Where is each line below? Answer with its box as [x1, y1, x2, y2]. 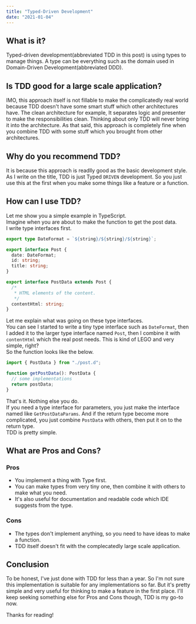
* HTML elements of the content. [14, 290, 96, 296]
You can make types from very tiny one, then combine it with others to [14, 483, 185, 490]
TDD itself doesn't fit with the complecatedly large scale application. [14, 542, 181, 549]
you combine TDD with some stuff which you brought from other [6, 128, 163, 135]
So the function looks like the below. [6, 348, 94, 356]
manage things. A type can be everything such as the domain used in [6, 58, 175, 65]
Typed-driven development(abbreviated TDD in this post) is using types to [6, 51, 187, 59]
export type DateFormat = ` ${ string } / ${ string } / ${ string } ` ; [6, 236, 157, 242]
